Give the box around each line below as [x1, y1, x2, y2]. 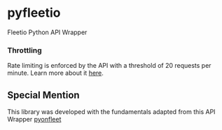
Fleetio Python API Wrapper [7, 28, 88, 36]
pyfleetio [7, 5, 61, 21]
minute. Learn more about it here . [7, 68, 104, 78]
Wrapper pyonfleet [7, 115, 62, 124]
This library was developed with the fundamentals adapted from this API [7, 108, 216, 116]
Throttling [7, 45, 42, 55]
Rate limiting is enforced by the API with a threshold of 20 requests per [7, 62, 211, 70]
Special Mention [7, 89, 80, 101]
